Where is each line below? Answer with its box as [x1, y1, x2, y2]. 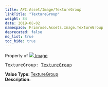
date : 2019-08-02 [5, 20, 40, 26]
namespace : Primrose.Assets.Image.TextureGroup [5, 25, 104, 30]
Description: [5, 76, 31, 82]
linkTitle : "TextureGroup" [5, 12, 60, 17]
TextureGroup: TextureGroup [5, 62, 72, 68]
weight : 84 [5, 16, 27, 21]
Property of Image [5, 52, 48, 58]
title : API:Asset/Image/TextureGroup [5, 7, 82, 12]
